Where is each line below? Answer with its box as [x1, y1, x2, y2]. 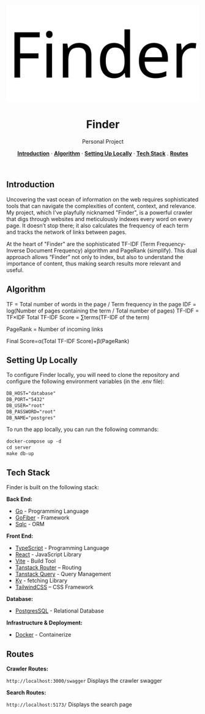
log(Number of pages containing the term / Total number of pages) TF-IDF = [6, 307, 199, 314]
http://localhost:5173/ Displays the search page [6, 701, 133, 708]
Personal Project [81, 138, 124, 145]
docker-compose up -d [6, 438, 62, 444]
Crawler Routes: [6, 665, 49, 672]
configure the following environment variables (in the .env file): [6, 378, 165, 385]
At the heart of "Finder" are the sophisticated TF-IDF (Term [6, 240, 155, 247]
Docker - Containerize [15, 631, 72, 638]
